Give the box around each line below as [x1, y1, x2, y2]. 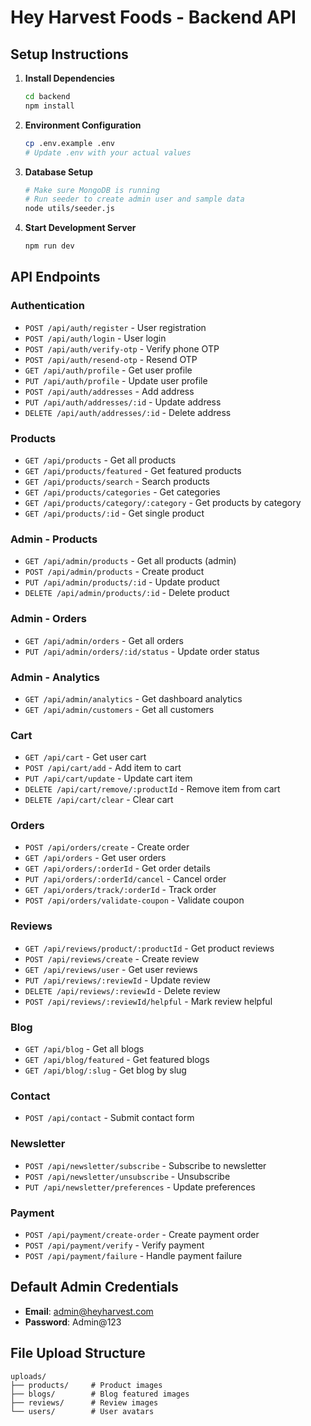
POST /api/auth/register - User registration [24, 321, 207, 333]
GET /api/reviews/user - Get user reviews [24, 963, 198, 975]
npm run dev [24, 241, 75, 251]
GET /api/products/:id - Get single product [24, 507, 205, 519]
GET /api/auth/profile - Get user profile [24, 364, 193, 376]
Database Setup [24, 166, 94, 178]
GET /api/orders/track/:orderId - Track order [24, 884, 217, 896]
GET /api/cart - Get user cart [24, 751, 147, 763]
